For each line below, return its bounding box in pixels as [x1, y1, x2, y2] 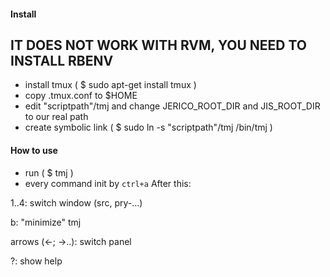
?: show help [10, 255, 63, 267]
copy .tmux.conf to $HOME [24, 90, 138, 102]
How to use [10, 145, 58, 156]
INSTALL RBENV [10, 52, 114, 69]
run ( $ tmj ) [24, 166, 74, 179]
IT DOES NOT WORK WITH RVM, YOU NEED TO [10, 36, 308, 54]
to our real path [24, 111, 89, 123]
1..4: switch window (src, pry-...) [10, 196, 143, 209]
